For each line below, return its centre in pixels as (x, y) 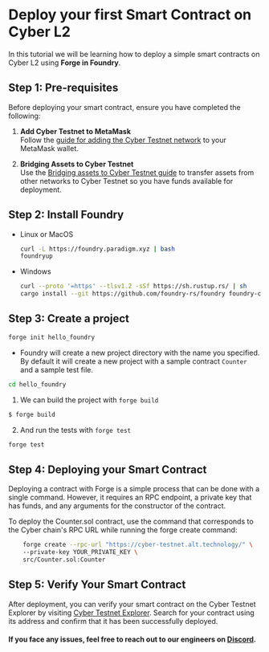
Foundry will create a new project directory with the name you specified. (140, 352)
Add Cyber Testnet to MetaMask (75, 131)
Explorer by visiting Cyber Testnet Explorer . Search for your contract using (131, 613)
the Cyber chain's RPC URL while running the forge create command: (123, 530)
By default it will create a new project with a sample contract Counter (133, 361)
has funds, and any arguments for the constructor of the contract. (117, 506)
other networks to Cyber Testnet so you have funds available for (126, 181)
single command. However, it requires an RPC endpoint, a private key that (130, 497)
